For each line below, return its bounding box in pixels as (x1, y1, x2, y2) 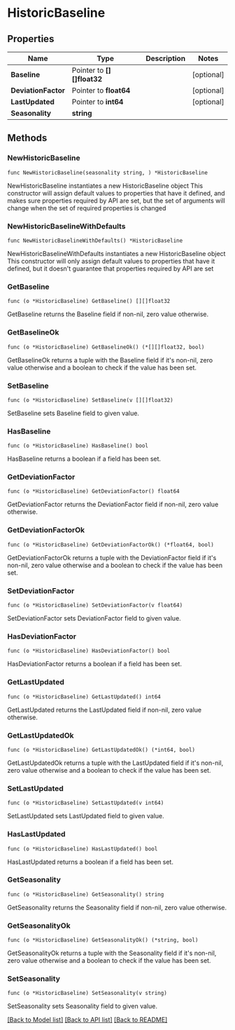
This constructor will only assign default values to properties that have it (7, 257, 215, 265)
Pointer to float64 (71, 86, 131, 95)
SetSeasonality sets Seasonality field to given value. (7, 1002, 157, 1010)
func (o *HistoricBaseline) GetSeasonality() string (7, 890, 164, 898)
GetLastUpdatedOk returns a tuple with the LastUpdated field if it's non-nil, (7, 759, 224, 767)
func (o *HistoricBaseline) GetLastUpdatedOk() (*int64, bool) (7, 746, 196, 753)
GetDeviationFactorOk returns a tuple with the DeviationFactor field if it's (7, 553, 217, 562)
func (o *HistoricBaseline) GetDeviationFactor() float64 (7, 488, 180, 495)
